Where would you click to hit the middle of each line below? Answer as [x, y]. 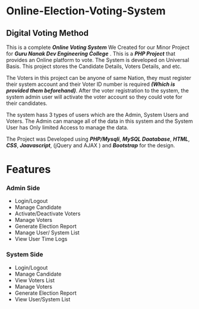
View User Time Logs [41, 239]
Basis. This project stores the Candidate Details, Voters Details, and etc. [94, 66]
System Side [25, 255]
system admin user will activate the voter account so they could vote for [94, 97]
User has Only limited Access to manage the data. [67, 127]
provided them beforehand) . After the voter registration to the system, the [97, 90]
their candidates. [27, 103]
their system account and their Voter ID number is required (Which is [91, 84]
